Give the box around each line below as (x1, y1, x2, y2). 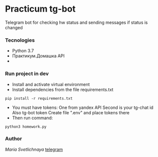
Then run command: (12, 115, 53, 121)
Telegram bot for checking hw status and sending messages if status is (5, 19, 148, 25)
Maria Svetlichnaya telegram (5, 146, 63, 152)
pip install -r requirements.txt (5, 96, 73, 101)
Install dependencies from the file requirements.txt (12, 87, 114, 92)
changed (5, 24, 23, 30)
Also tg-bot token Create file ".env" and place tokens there (12, 109, 130, 115)
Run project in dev (5, 70, 49, 77)
